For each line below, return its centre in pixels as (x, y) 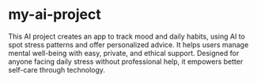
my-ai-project (55, 15)
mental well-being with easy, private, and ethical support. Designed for (124, 53)
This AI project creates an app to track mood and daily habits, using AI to (127, 36)
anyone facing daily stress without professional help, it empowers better (126, 61)
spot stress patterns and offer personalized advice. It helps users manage (128, 44)
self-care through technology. (57, 69)
